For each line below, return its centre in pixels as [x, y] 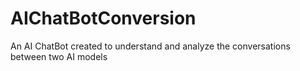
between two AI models [59, 56]
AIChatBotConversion [103, 18]
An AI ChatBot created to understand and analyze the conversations [150, 46]
